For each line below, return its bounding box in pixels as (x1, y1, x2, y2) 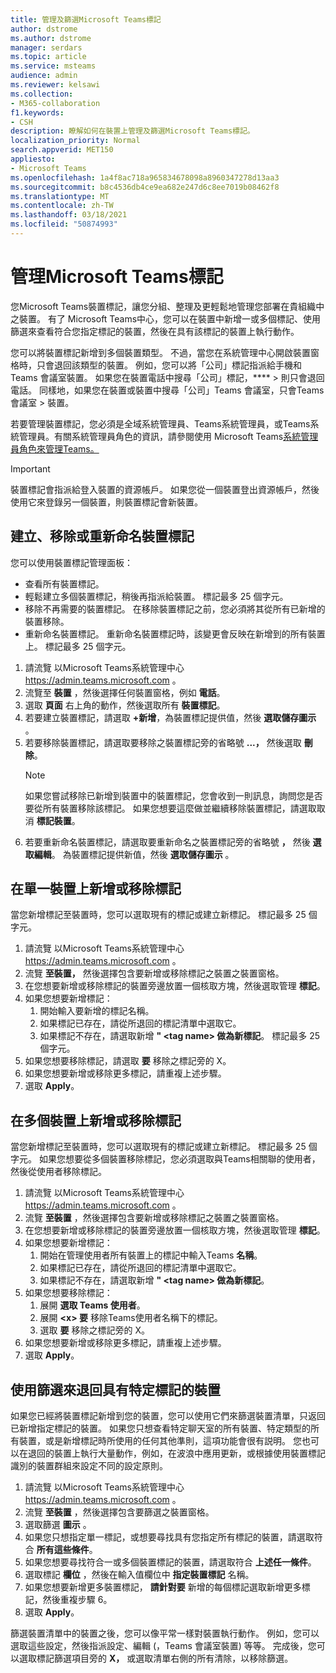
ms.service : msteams (10, 61, 97, 71)
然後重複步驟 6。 (42, 1594, 113, 1606)
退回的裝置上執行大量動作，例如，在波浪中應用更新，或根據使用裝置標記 (27, 1447, 326, 1460)
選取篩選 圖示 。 (24, 1519, 92, 1531)
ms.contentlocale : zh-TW (10, 201, 114, 211)
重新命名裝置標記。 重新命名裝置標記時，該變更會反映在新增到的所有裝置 (24, 627, 326, 640)
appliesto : (10, 154, 56, 164)
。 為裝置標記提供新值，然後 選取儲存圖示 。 (51, 848, 235, 860)
